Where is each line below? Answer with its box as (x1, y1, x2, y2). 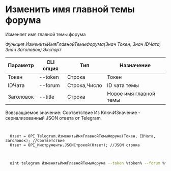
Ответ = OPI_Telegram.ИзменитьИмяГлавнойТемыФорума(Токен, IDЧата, (10, 133, 156, 138)
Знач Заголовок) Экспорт (5, 46, 62, 52)
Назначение (119, 62, 151, 69)
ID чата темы (106, 81, 139, 89)
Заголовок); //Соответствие (5, 138, 65, 143)
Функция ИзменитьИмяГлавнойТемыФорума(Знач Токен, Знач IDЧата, (5, 41, 161, 47)
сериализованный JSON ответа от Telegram (5, 115, 101, 121)
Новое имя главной (106, 90, 156, 97)
